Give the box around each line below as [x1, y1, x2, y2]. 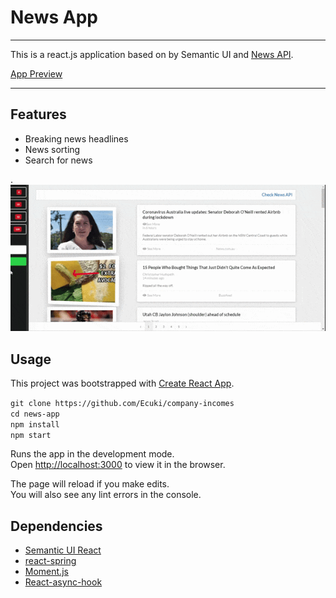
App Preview [10, 67, 63, 80]
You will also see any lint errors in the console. [10, 489, 202, 501]
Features [10, 106, 67, 123]
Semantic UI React [24, 544, 102, 556]
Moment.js [24, 566, 69, 578]
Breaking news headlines [24, 132, 129, 145]
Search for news [24, 154, 93, 166]
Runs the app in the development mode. [10, 448, 175, 460]
